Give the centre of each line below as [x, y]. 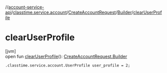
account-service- [26, 7]
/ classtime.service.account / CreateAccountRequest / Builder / [72, 12]
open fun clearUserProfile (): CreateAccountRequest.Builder [66, 56]
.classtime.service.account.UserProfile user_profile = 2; [68, 65]
